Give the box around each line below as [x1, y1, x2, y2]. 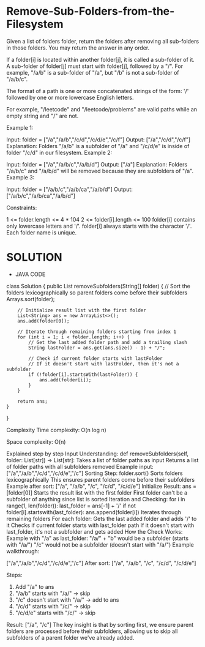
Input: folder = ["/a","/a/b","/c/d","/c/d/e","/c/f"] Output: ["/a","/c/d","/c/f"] [6, 136, 191, 143]
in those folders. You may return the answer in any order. [6, 44, 150, 51]
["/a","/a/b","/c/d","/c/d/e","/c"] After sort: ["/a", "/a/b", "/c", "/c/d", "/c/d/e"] [6, 559, 196, 567]
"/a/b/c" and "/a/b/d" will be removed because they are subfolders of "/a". [6, 167, 194, 174]
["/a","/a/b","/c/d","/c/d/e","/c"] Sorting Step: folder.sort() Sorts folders [6, 469, 183, 477]
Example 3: [6, 173, 35, 181]
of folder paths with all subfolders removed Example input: [6, 463, 154, 470]
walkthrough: [6, 547, 40, 555]
